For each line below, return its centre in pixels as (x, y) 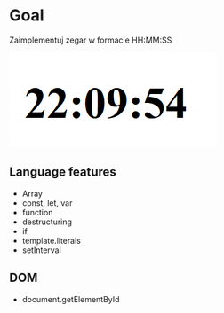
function (37, 212)
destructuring (47, 222)
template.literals (52, 240)
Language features (63, 172)
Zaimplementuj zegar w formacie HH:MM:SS (91, 40)
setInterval (42, 250)
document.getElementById (71, 299)
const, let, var (47, 203)
